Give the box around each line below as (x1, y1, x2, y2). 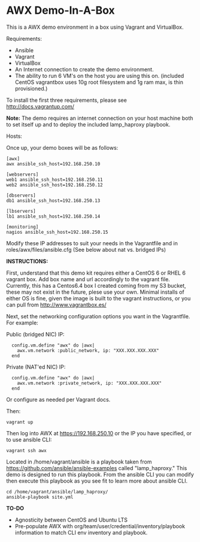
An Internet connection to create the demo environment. (14, 65, 154, 73)
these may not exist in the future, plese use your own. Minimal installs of (6, 288, 184, 296)
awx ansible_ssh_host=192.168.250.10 (6, 161, 101, 167)
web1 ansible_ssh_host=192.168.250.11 (6, 176, 103, 183)
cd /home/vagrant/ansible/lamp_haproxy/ (6, 489, 109, 495)
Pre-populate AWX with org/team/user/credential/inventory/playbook (14, 522, 186, 529)
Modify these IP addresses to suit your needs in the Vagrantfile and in (6, 239, 178, 246)
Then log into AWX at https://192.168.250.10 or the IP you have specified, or (6, 429, 192, 436)
